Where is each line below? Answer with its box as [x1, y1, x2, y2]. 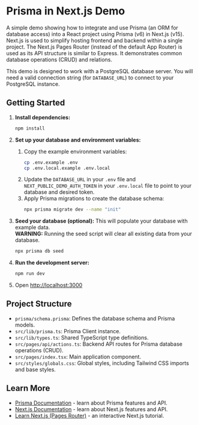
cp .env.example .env [23, 159, 78, 166]
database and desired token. [23, 188, 95, 196]
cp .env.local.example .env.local [23, 165, 110, 171]
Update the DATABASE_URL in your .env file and [23, 176, 136, 183]
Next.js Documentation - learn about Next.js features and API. [14, 405, 168, 412]
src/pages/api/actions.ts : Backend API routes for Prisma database [14, 340, 183, 348]
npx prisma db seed [14, 248, 64, 255]
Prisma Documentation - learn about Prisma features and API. [14, 399, 168, 406]
